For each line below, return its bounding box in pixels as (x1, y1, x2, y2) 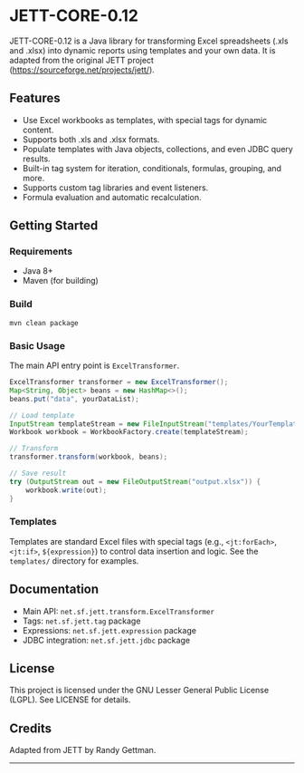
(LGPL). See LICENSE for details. (9, 694, 131, 705)
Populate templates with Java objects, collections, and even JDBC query (22, 143, 294, 154)
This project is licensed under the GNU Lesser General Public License (9, 685, 270, 696)
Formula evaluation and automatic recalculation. (22, 191, 202, 202)
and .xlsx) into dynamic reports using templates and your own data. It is (9, 44, 276, 55)
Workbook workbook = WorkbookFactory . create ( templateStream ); (9, 428, 249, 437)
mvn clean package (9, 318, 79, 327)
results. (22, 153, 52, 164)
